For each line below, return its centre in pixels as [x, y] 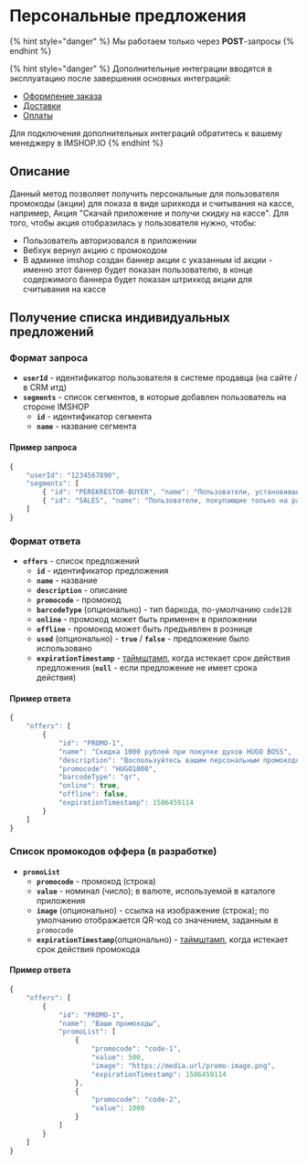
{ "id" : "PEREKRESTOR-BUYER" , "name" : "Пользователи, [147, 492]
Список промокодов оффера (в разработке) [113, 852]
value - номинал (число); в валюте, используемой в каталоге [156, 891]
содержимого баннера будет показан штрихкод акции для [138, 279]
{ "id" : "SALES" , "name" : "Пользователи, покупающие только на [165, 501]
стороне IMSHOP [56, 407]
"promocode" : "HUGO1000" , [107, 768]
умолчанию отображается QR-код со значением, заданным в [157, 920]
